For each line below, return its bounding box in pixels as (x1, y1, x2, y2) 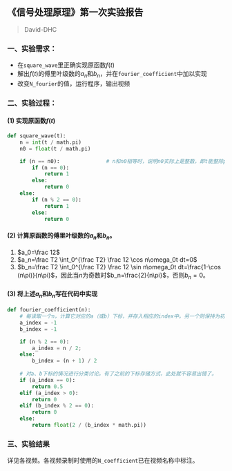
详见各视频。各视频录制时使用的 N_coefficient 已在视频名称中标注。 (7, 456, 199, 465)
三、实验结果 (7, 439, 50, 449)
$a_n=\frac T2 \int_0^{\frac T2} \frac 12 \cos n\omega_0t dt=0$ (17, 256, 198, 264)
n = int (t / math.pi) (19, 139, 81, 146)
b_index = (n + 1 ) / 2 (32, 358, 97, 365)
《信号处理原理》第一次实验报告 (7, 6, 144, 19)
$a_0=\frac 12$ (17, 248, 61, 257)
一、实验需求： (7, 44, 57, 53)
